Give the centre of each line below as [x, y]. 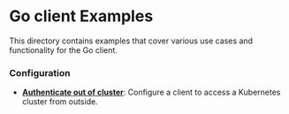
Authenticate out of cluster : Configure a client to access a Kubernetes [151, 92]
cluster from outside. [60, 102]
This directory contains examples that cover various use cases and [131, 41]
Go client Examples [81, 16]
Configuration [40, 72]
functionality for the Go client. [63, 49]
